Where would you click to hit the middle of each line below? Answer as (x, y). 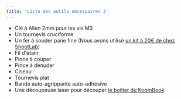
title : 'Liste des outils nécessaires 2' (57, 11)
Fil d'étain (26, 52)
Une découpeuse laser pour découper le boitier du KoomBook (89, 90)
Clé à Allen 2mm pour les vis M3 (54, 28)
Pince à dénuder (34, 65)
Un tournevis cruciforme (44, 34)
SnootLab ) (27, 47)
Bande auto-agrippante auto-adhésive (61, 84)
